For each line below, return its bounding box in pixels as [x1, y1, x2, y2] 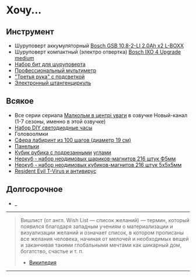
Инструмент [6, 27, 54, 37]
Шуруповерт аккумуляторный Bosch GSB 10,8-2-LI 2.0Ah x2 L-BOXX [14, 42, 184, 49]
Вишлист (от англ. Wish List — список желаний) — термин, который [20, 216, 190, 223]
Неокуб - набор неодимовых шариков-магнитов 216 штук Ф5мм [14, 155, 176, 162]
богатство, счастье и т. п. [20, 247, 84, 254]
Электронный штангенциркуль [14, 79, 92, 86]
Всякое [6, 96, 34, 106]
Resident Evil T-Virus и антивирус [14, 167, 97, 174]
